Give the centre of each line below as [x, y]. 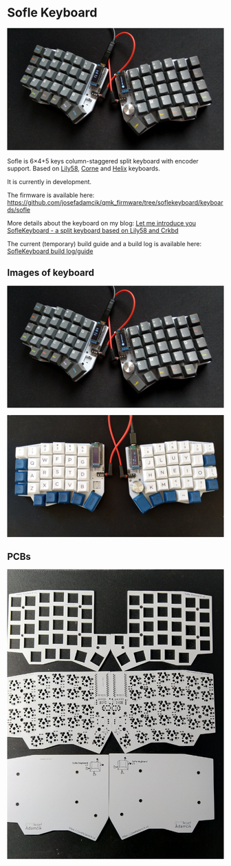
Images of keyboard [51, 273]
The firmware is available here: [51, 195]
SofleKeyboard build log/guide [50, 251]
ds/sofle [19, 210]
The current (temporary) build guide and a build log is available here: [104, 243]
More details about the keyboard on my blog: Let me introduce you [102, 223]
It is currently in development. [49, 181]
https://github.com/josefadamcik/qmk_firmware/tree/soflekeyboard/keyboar [115, 202]
